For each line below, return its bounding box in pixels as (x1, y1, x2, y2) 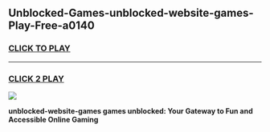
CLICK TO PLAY (8, 43, 71, 54)
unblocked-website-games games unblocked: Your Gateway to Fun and (8, 106, 253, 115)
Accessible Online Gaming (8, 114, 99, 124)
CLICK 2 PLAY (8, 73, 64, 84)
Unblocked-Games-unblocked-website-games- (8, 6, 254, 20)
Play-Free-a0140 (8, 19, 95, 33)
